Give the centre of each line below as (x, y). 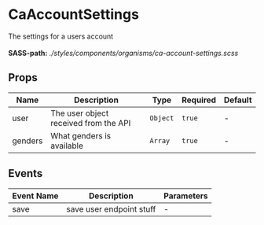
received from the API (91, 123)
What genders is (81, 135)
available (67, 146)
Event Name (35, 196)
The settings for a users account (61, 36)
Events (26, 173)
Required (199, 100)
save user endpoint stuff (111, 208)
